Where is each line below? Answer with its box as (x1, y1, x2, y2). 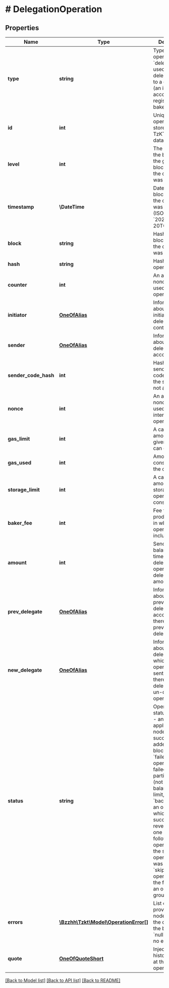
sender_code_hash (8, 372, 54, 379)
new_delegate (8, 667, 42, 673)
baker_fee (8, 519, 33, 526)
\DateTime (59, 204, 84, 210)
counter (8, 282, 27, 288)
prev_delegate (8, 608, 43, 615)
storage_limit (8, 486, 40, 493)
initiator (8, 312, 27, 318)
